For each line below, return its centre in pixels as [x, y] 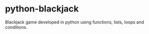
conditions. [16, 27]
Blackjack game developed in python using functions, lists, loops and [74, 22]
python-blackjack [42, 9]
